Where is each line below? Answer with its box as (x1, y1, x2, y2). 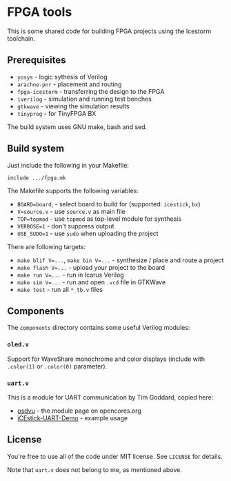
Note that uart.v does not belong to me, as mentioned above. (7, 465, 183, 473)
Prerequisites (7, 55, 66, 66)
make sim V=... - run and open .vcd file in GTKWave (17, 277, 166, 286)
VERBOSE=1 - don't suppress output (17, 222, 114, 230)
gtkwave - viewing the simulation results (17, 101, 130, 110)
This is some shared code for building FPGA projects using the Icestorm (7, 27, 212, 35)
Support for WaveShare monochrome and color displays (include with (7, 355, 205, 363)
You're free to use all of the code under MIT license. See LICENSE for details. (7, 452, 223, 460)
